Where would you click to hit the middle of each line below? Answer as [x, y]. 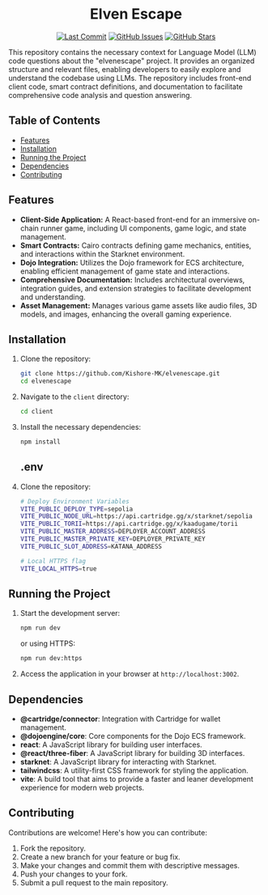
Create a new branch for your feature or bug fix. [100, 857]
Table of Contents [55, 121]
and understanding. [53, 297]
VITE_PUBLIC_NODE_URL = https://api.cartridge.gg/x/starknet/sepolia [136, 516]
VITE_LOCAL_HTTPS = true [58, 568]
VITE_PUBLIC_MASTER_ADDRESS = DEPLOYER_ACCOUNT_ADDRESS [113, 532]
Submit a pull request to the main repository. [94, 882]
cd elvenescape [46, 381]
